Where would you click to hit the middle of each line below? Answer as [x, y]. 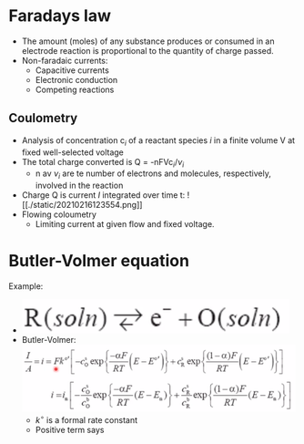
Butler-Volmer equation [99, 261]
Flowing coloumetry [59, 214]
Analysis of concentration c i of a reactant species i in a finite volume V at [158, 141]
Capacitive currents [72, 70]
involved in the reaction [79, 186]
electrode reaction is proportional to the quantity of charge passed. [147, 50]
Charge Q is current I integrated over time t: [103, 195]
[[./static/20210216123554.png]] [82, 205]
